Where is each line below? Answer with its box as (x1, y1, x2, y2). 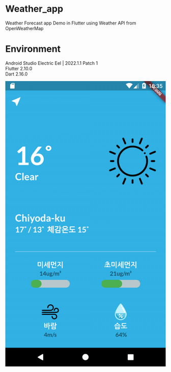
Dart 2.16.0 (5, 71, 28, 77)
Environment (5, 43, 61, 55)
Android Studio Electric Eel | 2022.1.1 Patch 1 (5, 60, 98, 66)
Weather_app (5, 3, 64, 15)
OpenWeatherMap (5, 25, 44, 31)
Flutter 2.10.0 (5, 65, 33, 71)
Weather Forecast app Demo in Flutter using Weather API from (5, 20, 136, 26)
